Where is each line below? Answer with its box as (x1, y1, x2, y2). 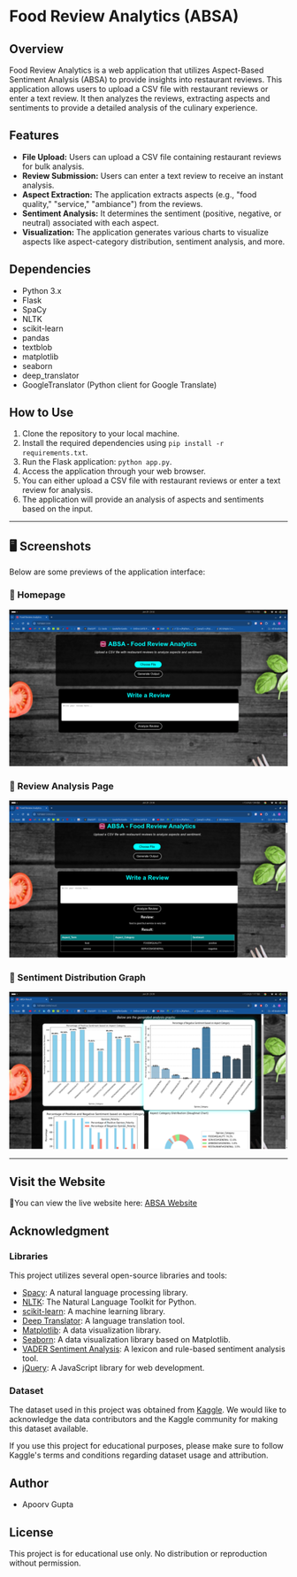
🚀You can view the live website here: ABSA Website (9, 1197, 197, 1209)
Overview (9, 42, 65, 57)
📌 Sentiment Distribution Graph (9, 971, 146, 983)
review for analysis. (21, 485, 94, 496)
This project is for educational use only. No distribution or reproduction (9, 1549, 268, 1559)
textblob (21, 342, 53, 352)
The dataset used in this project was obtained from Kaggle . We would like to (9, 1404, 287, 1415)
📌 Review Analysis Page (9, 780, 115, 792)
